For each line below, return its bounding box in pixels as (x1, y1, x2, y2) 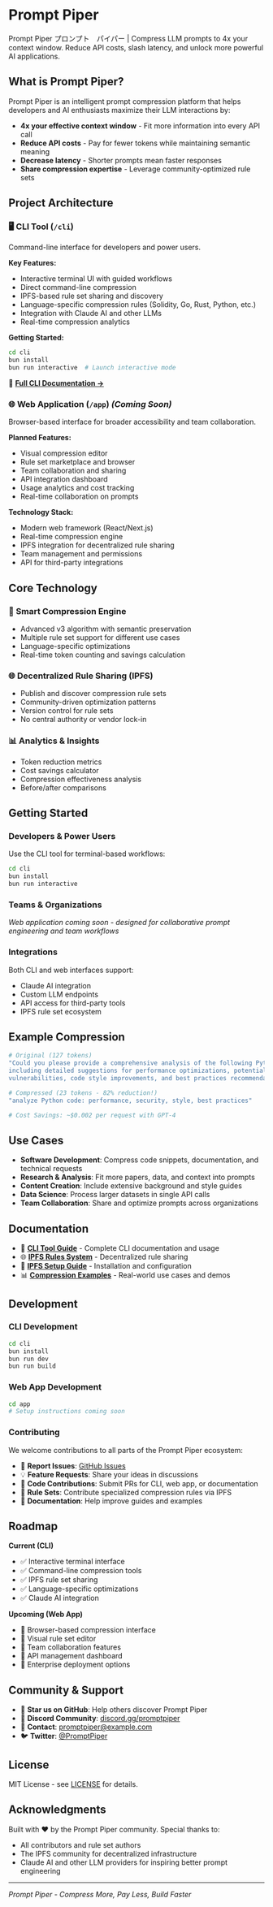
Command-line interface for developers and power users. (8, 242, 201, 253)
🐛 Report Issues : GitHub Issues (19, 1460, 126, 1471)
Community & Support (8, 1683, 124, 1697)
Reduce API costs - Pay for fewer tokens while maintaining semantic (19, 138, 250, 148)
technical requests (19, 1164, 83, 1174)
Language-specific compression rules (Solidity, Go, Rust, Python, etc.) (19, 300, 257, 309)
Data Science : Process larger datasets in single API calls (19, 1190, 210, 1200)
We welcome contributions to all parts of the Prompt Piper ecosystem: (8, 1445, 244, 1455)
